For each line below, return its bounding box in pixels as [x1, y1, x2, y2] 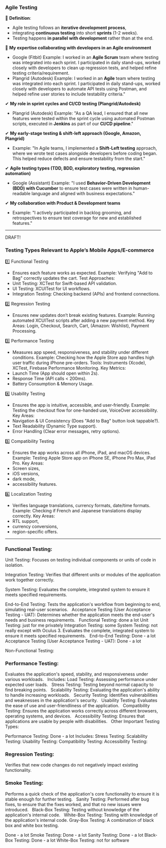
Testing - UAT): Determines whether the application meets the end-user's [5, 612, 155, 618]
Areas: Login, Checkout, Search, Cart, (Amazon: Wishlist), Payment [12, 323, 149, 329]
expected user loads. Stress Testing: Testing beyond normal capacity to [5, 681, 154, 688]
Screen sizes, [12, 465, 41, 471]
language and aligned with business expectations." [31, 191, 135, 197]
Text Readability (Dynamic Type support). [12, 423, 97, 429]
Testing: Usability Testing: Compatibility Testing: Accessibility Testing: [5, 738, 148, 745]
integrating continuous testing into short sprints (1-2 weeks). [12, 30, 138, 36]
